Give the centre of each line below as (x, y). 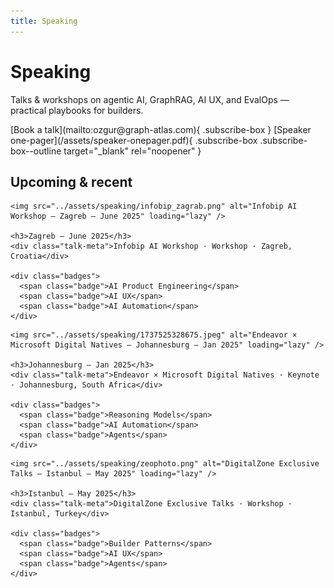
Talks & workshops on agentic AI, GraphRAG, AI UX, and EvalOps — (150, 99)
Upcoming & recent (71, 181)
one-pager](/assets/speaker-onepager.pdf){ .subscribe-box (134, 140)
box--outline (36, 151)
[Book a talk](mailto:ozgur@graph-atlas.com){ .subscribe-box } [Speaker (161, 129)
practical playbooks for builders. (77, 110)
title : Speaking (44, 21)
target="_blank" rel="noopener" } (132, 151)
